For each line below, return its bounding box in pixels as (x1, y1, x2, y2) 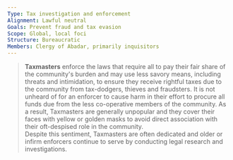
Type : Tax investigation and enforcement (7, 10, 131, 18)
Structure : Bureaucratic (7, 37, 80, 44)
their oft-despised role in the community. (24, 123, 143, 130)
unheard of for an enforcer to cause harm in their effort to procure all (24, 92, 225, 101)
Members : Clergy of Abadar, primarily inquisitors (7, 43, 160, 50)
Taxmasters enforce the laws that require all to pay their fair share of (24, 63, 226, 70)
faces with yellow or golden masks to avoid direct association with (24, 115, 217, 123)
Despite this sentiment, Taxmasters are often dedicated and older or (24, 130, 223, 138)
